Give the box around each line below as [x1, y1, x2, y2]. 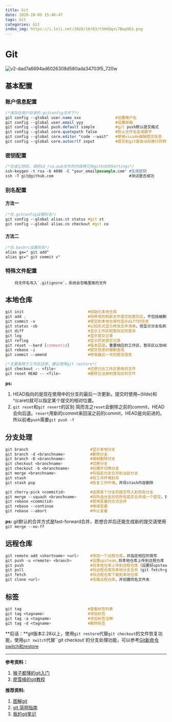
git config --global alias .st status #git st [5, 216, 104, 222]
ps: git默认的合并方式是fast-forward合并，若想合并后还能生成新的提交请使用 [5, 519, 166, 525]
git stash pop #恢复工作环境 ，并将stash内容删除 [5, 480, 154, 485]
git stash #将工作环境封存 [5, 475, 119, 481]
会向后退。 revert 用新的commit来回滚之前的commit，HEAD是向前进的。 [12, 410, 165, 416]
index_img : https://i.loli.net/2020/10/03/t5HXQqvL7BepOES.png [5, 27, 143, 32]
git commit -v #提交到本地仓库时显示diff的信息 [5, 319, 149, 324]
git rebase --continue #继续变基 [5, 504, 108, 509]
